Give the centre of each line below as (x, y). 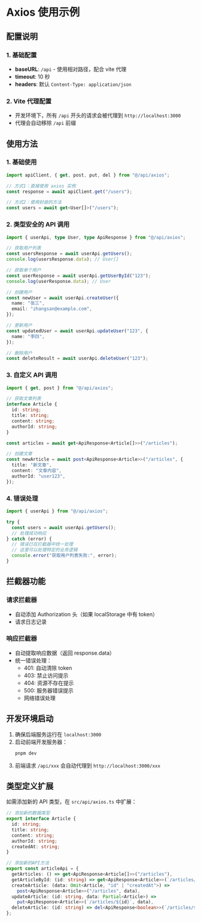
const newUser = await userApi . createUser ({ (63, 298)
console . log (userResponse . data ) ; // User (59, 281)
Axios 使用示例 (43, 12)
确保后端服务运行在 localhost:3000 (58, 734)
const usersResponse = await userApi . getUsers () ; (69, 254)
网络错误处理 (39, 698)
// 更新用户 (19, 326)
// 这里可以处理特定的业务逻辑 (45, 550)
